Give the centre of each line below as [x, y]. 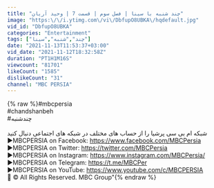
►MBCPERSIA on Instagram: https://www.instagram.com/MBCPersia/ [106, 156]
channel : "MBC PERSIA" [40, 84]
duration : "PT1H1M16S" [40, 59]
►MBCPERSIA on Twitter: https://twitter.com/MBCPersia [87, 148]
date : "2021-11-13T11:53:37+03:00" [58, 46]
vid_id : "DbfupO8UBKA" [40, 26]
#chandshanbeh [30, 111]
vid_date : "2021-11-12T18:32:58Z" [57, 53]
